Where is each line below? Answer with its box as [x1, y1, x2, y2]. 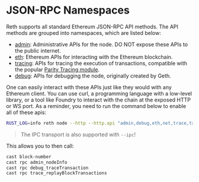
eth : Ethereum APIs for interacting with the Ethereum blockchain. [14, 53, 173, 60]
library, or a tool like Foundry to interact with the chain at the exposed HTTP [6, 96, 191, 103]
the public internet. [14, 47, 61, 54]
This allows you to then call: [6, 142, 74, 149]
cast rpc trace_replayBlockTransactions [6, 170, 108, 176]
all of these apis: [6, 109, 46, 116]
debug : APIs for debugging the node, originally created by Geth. [14, 72, 172, 79]
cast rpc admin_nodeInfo [6, 159, 68, 165]
